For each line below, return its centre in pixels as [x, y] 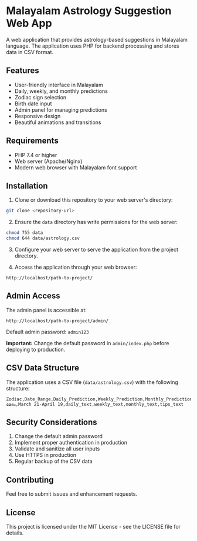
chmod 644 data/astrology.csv [43, 238]
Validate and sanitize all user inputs [57, 449]
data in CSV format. [30, 52]
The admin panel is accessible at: [46, 310]
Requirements [32, 141]
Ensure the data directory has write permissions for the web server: [96, 222]
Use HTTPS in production [45, 455]
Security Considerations [52, 423]
